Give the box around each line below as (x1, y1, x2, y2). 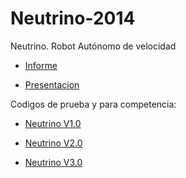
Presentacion (24, 78, 80, 91)
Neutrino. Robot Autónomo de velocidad (10, 40, 177, 52)
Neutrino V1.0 (24, 117, 82, 129)
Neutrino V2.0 (24, 137, 83, 149)
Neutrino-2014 (10, 7, 136, 30)
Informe (24, 59, 58, 71)
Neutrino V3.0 (24, 156, 83, 168)
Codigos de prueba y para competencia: (10, 98, 177, 110)
